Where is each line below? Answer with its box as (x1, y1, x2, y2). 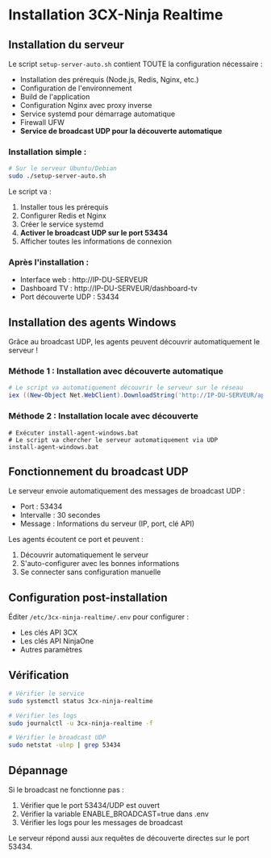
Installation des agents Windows (8, 315, 177, 329)
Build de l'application (19, 92, 90, 102)
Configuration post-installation (8, 590, 168, 604)
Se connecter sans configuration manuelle (19, 567, 161, 577)
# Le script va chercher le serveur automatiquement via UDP (8, 435, 219, 444)
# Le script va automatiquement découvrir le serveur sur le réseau (8, 384, 244, 392)
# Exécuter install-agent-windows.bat (8, 429, 139, 437)
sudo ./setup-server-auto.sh (8, 172, 106, 181)
